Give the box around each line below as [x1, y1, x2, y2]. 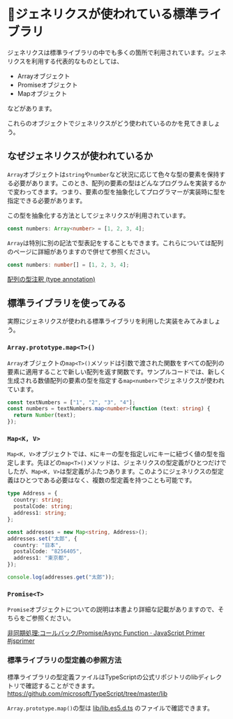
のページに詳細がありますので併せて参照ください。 [7, 247, 154, 256]
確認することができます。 [25, 681, 99, 690]
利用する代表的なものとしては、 [31, 57, 123, 65]
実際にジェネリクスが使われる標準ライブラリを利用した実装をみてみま [7, 317, 209, 326]
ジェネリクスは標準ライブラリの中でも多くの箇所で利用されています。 [7, 48, 208, 57]
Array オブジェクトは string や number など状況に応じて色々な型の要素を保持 [7, 170, 220, 178]
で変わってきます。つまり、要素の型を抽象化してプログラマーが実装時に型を [7, 187, 226, 196]
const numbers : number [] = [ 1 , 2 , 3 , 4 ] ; [7, 261, 130, 268]
